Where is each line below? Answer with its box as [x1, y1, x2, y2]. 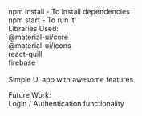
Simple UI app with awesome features [8, 75, 134, 84]
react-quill [8, 50, 43, 58]
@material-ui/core [8, 32, 69, 42]
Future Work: [8, 90, 51, 99]
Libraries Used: [8, 24, 59, 33]
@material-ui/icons [8, 41, 71, 50]
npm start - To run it [8, 15, 75, 25]
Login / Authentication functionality [8, 99, 124, 108]
